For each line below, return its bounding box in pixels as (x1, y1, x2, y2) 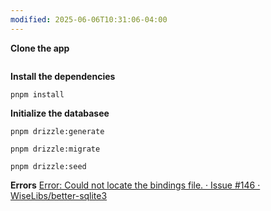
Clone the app (10, 42, 70, 54)
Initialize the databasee (10, 107, 110, 119)
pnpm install (10, 89, 65, 100)
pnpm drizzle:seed (10, 161, 87, 171)
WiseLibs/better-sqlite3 (10, 189, 108, 201)
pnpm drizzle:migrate (10, 144, 101, 154)
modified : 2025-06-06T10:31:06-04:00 (10, 14, 168, 25)
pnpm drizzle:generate (10, 126, 105, 136)
